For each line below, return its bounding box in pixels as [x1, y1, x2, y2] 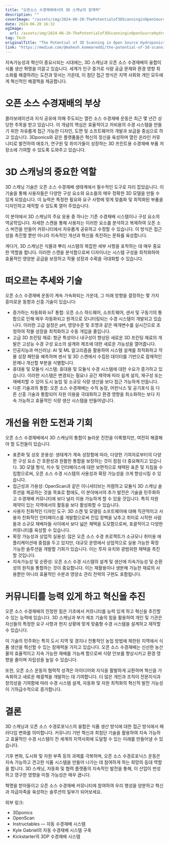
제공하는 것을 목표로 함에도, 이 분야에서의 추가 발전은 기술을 [26, 489, 143, 496]
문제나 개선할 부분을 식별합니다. [12, 360, 74, 366]
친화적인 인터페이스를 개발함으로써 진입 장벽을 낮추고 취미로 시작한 [22, 514, 152, 521]
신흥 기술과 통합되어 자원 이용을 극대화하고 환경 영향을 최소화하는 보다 [18, 391, 155, 398]
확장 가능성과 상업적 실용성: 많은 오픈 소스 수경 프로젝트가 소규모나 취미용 [12, 533, 156, 540]
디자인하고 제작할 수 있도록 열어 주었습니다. [5, 202, 90, 209]
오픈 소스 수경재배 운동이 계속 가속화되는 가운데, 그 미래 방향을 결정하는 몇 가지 [5, 292, 159, 298]
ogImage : [5, 26, 24, 31]
